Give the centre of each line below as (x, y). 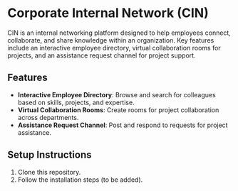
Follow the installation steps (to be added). (80, 180)
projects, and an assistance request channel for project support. (102, 55)
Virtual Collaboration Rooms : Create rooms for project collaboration (118, 110)
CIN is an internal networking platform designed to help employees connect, (119, 33)
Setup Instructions (50, 155)
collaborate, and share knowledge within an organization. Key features (111, 40)
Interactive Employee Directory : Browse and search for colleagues (117, 94)
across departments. (48, 117)
